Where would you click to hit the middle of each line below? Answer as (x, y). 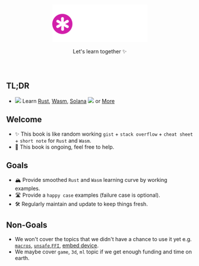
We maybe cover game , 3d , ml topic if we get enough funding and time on (103, 252)
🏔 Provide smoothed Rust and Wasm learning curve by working (91, 180)
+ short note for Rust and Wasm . (53, 140)
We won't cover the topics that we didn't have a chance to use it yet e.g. (103, 239)
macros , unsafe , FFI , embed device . (57, 246)
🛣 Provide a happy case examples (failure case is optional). (87, 195)
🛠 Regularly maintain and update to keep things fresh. (81, 204)
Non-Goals (27, 225)
